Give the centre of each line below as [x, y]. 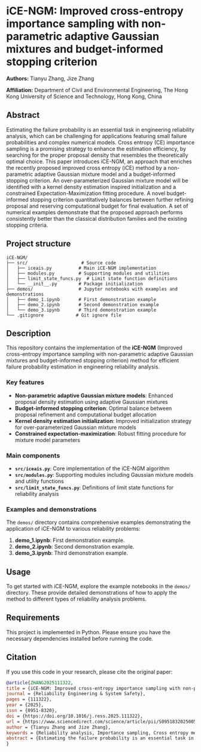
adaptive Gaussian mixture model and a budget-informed [105, 174]
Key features [25, 382]
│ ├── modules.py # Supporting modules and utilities [88, 273]
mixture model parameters [48, 440]
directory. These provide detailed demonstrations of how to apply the [92, 593]
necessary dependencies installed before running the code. [80, 638]
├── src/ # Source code [61, 263]
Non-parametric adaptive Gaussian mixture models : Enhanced [94, 395]
